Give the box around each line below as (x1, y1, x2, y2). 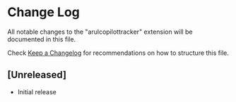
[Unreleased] (7, 69, 67, 81)
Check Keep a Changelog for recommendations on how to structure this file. (7, 49, 230, 57)
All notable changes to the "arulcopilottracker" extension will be (7, 27, 193, 36)
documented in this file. (7, 34, 76, 43)
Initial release (17, 87, 57, 96)
